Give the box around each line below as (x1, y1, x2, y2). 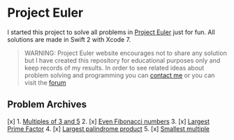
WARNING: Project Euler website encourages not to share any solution (24, 49, 227, 57)
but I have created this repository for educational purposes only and (24, 56, 221, 64)
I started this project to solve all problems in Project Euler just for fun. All (7, 28, 215, 36)
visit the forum (24, 78, 66, 86)
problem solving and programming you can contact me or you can (24, 71, 215, 79)
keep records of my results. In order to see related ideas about (24, 63, 205, 72)
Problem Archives (7, 99, 87, 111)
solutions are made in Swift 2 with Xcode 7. (7, 35, 131, 43)
